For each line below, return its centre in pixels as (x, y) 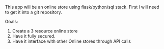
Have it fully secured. (34, 36)
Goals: (12, 22)
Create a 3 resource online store (45, 31)
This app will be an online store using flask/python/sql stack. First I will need (82, 7)
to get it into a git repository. (34, 12)
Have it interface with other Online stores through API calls (71, 41)
